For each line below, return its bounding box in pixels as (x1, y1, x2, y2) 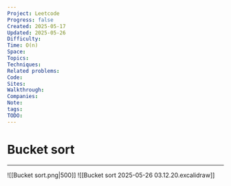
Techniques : (7, 61, 41, 68)
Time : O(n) (7, 42, 38, 49)
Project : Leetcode (7, 10, 60, 17)
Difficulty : (7, 36, 41, 43)
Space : (7, 49, 26, 56)
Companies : (7, 93, 38, 100)
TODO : (7, 112, 23, 119)
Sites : (7, 80, 26, 87)
